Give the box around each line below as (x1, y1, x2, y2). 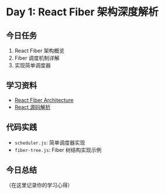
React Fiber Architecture (14, 96, 74, 103)
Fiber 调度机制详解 (14, 55, 60, 62)
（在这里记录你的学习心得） (6, 182, 73, 189)
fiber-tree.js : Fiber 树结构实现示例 (14, 146, 102, 153)
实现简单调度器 (14, 62, 51, 69)
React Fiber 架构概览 (14, 47, 64, 54)
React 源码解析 (14, 103, 51, 110)
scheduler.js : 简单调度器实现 (14, 139, 85, 146)
